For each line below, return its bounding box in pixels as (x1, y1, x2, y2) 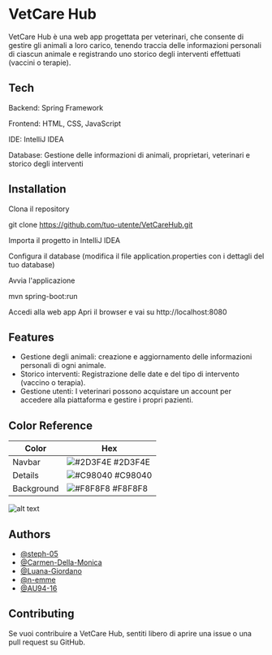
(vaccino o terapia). (19, 378, 86, 388)
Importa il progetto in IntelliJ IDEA (8, 235, 121, 245)
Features (8, 330, 54, 344)
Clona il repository (8, 204, 70, 214)
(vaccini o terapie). (8, 58, 71, 67)
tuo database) (8, 259, 55, 269)
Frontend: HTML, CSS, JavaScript (8, 119, 122, 128)
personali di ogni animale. (19, 361, 107, 371)
